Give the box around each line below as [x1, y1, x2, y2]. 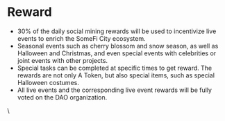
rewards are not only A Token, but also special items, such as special [17, 71, 215, 80]
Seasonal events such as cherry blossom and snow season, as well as [17, 41, 219, 50]
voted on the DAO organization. [17, 93, 108, 101]
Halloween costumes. [17, 78, 80, 86]
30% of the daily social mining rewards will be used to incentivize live [17, 27, 217, 35]
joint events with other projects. [17, 56, 108, 64]
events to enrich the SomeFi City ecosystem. [17, 34, 146, 42]
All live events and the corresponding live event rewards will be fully [17, 86, 212, 94]
